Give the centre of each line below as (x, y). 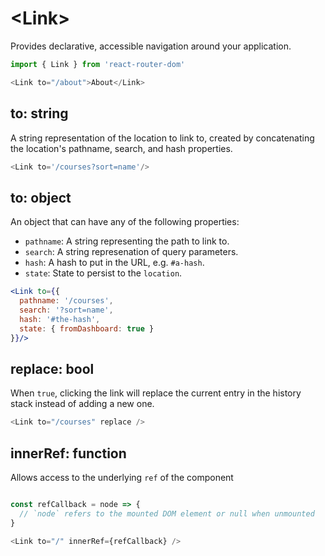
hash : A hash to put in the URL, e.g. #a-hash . (114, 263)
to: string (39, 113)
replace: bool (52, 368)
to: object (41, 197)
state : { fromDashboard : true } (87, 328)
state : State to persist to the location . (103, 273)
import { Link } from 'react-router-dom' (98, 64)
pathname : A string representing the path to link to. (127, 241)
